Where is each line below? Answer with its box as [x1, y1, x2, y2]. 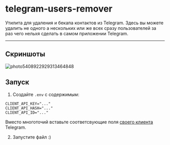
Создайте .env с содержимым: [12, 91, 79, 98]
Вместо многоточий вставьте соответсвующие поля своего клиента [5, 119, 153, 125]
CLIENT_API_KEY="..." [5, 101, 51, 106]
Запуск [5, 78, 29, 86]
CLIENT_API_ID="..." [5, 110, 49, 115]
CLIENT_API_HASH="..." [5, 106, 53, 111]
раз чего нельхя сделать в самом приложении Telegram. [5, 30, 129, 36]
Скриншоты [5, 50, 46, 59]
